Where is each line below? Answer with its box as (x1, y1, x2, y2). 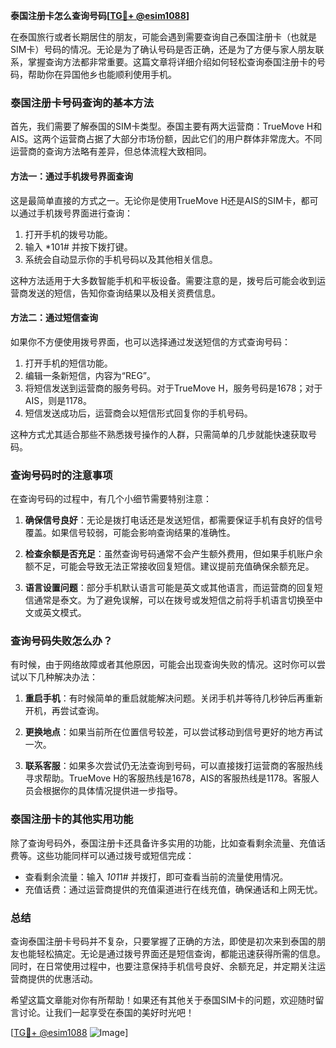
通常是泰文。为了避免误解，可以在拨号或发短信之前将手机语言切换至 (33, 594, 315, 606)
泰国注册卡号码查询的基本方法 (10, 95, 155, 109)
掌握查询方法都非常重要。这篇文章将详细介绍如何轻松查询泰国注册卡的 (27, 56, 317, 68)
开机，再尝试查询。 (24, 705, 105, 717)
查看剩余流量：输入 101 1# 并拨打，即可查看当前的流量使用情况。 (24, 870, 289, 883)
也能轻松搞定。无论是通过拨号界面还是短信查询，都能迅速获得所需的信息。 (18, 947, 326, 959)
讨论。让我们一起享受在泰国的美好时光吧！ (18, 1006, 195, 1018)
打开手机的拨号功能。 (24, 228, 113, 240)
